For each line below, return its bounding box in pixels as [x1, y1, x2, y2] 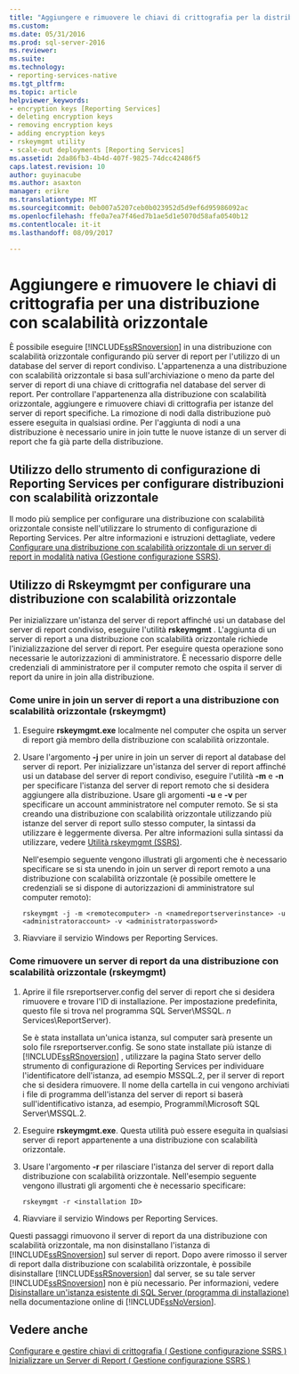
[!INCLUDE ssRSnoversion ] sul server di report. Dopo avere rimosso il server [9, 1248, 287, 1260]
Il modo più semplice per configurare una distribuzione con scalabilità [9, 514, 265, 524]
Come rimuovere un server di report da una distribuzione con [9, 955, 279, 967]
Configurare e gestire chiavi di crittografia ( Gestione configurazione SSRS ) [9, 1346, 287, 1356]
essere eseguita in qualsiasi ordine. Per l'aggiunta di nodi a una [9, 418, 241, 428]
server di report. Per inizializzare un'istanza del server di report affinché [21, 761, 287, 772]
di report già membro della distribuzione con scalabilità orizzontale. [21, 735, 270, 745]
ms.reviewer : [9, 46, 58, 55]
